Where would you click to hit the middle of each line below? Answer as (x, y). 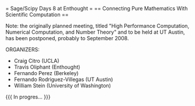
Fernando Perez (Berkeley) (46, 73)
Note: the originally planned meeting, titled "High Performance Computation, (97, 26)
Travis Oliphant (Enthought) (47, 67)
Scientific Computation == (37, 15)
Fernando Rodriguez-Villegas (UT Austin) (63, 79)
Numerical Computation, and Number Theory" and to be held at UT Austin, (95, 32)
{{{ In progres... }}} (28, 97)
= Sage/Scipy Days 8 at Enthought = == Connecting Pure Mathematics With (97, 8)
